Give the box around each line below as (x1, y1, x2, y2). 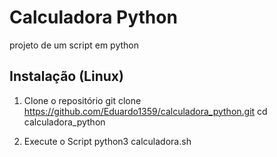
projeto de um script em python (9, 39, 140, 51)
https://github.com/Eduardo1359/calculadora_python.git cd (23, 105, 268, 117)
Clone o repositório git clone (23, 94, 142, 106)
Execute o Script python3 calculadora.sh (23, 135, 192, 147)
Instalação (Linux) (9, 68, 124, 85)
